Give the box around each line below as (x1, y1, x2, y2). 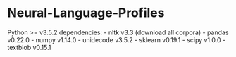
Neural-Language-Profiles (7, 5, 165, 21)
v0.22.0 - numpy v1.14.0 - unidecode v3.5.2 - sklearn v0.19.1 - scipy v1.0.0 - (7, 35, 226, 44)
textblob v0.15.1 (7, 43, 51, 51)
